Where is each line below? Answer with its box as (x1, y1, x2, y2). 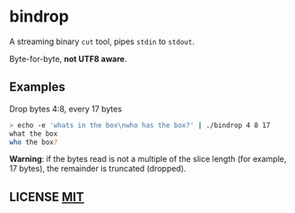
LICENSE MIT (9, 189, 85, 204)
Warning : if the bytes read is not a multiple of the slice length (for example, (9, 154, 287, 164)
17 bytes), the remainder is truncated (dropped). (9, 164, 187, 174)
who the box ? (9, 138, 58, 146)
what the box (9, 129, 58, 138)
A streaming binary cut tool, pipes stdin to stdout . (9, 36, 195, 47)
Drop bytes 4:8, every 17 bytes (9, 103, 123, 114)
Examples (9, 79, 65, 95)
